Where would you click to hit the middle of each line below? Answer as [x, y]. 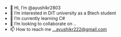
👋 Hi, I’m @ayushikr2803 [35, 8]
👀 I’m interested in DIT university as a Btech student [63, 13]
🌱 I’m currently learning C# [37, 18]
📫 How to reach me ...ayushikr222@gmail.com [58, 29]
